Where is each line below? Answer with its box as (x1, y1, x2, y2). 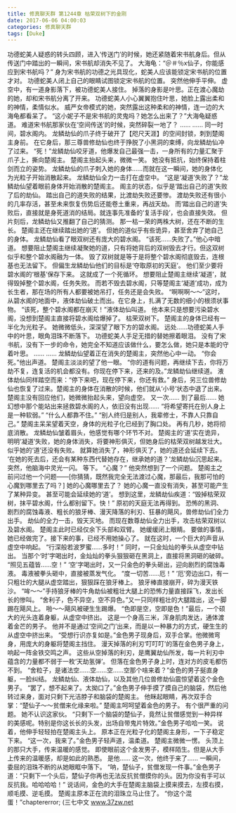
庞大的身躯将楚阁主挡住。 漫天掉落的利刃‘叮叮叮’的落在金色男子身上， (25, 640, 228, 648)
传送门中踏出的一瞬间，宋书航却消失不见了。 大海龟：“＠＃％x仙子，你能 (7, 59, 218, 68)
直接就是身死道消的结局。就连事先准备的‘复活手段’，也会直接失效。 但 (25, 208, 228, 217)
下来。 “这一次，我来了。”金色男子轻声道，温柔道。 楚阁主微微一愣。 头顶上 (7, 736, 225, 745)
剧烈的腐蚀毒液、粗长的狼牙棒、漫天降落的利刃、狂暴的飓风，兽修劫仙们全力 (7, 508, 229, 516)
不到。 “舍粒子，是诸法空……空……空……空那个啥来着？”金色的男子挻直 (7, 666, 213, 674)
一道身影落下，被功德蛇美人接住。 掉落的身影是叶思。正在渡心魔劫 (31, 85, 225, 94)
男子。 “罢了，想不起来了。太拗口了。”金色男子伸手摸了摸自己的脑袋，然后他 (7, 683, 227, 692)
